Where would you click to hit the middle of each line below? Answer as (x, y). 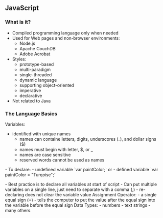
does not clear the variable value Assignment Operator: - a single (91, 194)
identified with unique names (41, 134)
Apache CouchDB (37, 48)
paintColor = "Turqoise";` (30, 175)
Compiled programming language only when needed (65, 33)
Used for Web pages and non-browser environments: (66, 38)
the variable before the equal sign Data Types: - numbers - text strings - (78, 205)
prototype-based (37, 64)
